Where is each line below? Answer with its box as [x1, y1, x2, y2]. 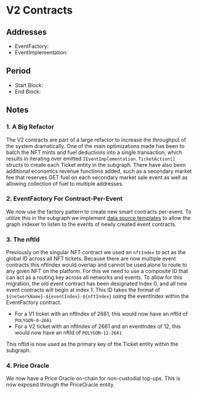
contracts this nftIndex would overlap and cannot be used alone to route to [6, 261, 187, 268]
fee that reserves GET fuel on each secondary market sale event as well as [6, 173, 188, 180]
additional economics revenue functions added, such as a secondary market [6, 168, 192, 175]
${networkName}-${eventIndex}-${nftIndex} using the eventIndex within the [6, 293, 189, 300]
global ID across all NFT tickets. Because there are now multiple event [6, 255, 176, 262]
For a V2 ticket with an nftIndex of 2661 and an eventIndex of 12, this [14, 323, 181, 330]
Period [6, 66, 31, 76]
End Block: [14, 88, 41, 95]
